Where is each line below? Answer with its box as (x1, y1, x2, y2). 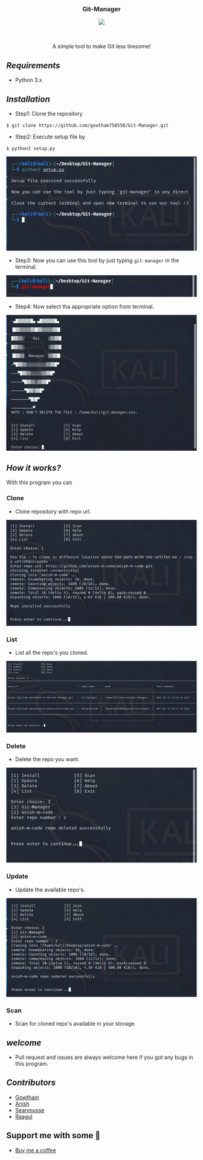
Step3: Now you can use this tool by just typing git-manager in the (14, 257, 179, 264)
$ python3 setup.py (6, 145, 56, 151)
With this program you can (6, 479, 72, 486)
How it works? (6, 462, 62, 473)
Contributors (6, 1078, 56, 1088)
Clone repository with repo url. (14, 508, 92, 515)
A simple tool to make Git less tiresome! (52, 43, 151, 50)
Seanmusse (14, 1106, 45, 1113)
